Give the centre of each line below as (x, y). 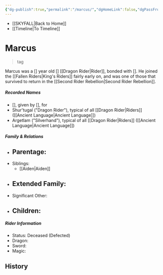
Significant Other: (30, 195)
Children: (26, 211)
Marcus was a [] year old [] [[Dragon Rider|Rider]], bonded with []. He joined (81, 71)
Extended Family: (39, 184)
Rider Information (23, 223)
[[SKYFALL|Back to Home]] (39, 23)
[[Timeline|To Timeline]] (36, 28)
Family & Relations (24, 137)
